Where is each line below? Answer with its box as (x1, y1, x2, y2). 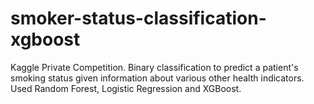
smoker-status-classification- (10, 7, 267, 30)
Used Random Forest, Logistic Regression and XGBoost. (10, 82, 242, 94)
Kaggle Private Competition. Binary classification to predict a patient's (10, 61, 299, 73)
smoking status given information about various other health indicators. (10, 72, 305, 84)
